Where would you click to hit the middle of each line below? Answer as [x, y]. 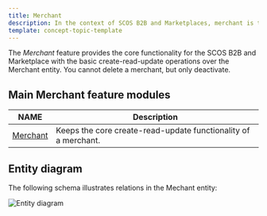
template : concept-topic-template [66, 30]
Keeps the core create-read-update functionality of [153, 130]
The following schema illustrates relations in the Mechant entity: [113, 188]
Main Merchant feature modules [89, 95]
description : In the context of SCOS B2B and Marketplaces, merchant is [131, 23]
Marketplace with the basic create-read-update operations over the [119, 61]
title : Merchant [35, 15]
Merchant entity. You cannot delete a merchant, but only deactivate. [120, 70]
